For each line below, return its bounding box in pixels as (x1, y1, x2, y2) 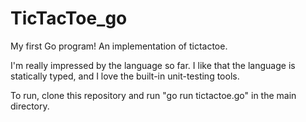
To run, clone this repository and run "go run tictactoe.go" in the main (10, 89, 297, 101)
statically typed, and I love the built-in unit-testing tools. (10, 70, 240, 82)
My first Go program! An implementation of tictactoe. (10, 40, 228, 52)
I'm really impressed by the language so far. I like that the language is (10, 59, 296, 71)
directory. (10, 100, 50, 112)
